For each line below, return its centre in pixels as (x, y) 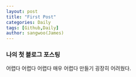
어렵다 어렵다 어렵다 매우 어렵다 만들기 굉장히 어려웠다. (69, 68)
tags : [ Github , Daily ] (33, 28)
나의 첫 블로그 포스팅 (33, 55)
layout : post (22, 11)
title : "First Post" (31, 17)
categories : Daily (28, 22)
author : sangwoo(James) (35, 33)
